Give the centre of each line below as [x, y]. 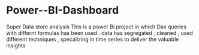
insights [16, 46]
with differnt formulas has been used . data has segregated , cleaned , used [100, 33]
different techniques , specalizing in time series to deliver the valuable [93, 39]
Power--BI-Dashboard [63, 10]
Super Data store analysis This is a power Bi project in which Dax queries [97, 27]
